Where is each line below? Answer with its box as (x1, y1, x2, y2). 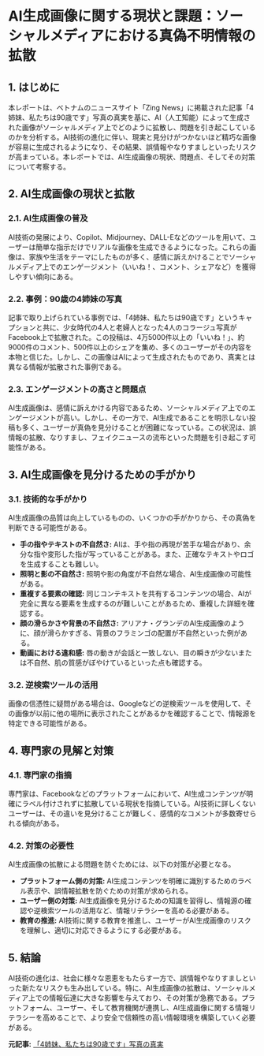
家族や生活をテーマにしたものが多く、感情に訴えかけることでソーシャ (28, 252, 257, 261)
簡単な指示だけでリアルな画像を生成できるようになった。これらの (35, 242, 250, 252)
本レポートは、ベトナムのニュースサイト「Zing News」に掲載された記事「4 (8, 103, 255, 112)
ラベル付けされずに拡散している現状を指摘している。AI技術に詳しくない (21, 798, 256, 808)
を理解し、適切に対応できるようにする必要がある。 (19, 926, 186, 935)
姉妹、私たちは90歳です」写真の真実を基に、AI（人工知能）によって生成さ (8, 113, 251, 122)
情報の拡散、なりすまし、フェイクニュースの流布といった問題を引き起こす (8, 433, 250, 442)
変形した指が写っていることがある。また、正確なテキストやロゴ (46, 549, 255, 558)
